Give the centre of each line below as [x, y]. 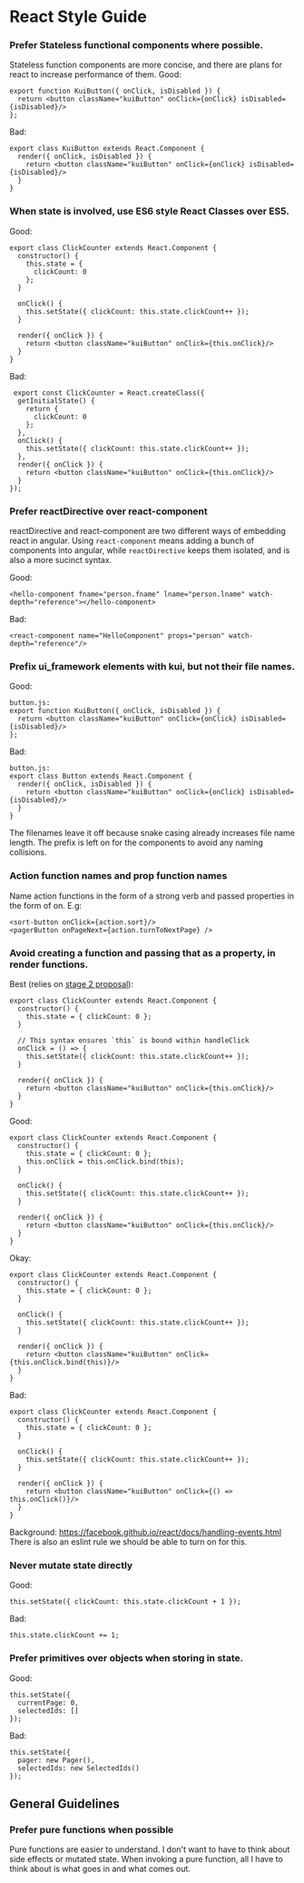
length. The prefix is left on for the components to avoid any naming [136, 842]
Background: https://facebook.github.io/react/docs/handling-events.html [146, 1532]
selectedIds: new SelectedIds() [79, 1768]
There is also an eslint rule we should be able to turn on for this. [128, 1541]
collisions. [28, 852]
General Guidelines [64, 1803]
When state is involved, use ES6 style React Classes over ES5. [150, 211]
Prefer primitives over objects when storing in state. [126, 1658]
